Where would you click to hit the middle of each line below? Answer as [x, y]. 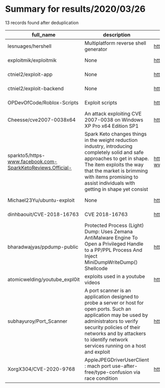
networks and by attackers [115, 333]
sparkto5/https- [26, 155]
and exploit [97, 352]
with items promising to [111, 177]
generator [96, 49]
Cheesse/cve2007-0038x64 [42, 120]
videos [92, 282]
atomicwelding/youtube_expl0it [44, 279]
